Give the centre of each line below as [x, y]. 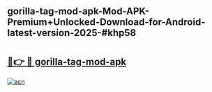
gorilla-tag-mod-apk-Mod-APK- [78, 11]
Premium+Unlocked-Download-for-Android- [106, 22]
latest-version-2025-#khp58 [72, 33]
